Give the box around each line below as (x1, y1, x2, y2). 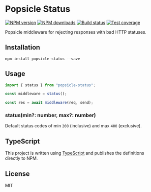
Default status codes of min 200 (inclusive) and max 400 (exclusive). (5, 123, 142, 129)
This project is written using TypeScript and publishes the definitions (5, 150, 144, 156)
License (5, 169, 30, 178)
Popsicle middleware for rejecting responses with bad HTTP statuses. (5, 29, 147, 35)
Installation (5, 43, 40, 52)
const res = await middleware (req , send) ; (5, 100, 93, 105)
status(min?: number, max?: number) (5, 112, 96, 119)
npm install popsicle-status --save (5, 56, 80, 61)
